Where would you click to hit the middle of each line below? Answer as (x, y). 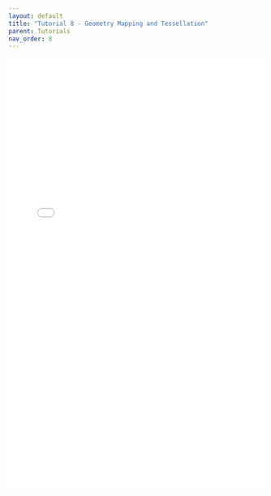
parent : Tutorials (39, 31)
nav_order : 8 (30, 39)
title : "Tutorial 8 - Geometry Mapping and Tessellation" (108, 24)
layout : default (36, 16)
